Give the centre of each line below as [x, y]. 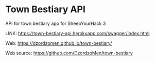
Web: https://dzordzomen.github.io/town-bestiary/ [59, 43]
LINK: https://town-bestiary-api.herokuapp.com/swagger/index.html [77, 33]
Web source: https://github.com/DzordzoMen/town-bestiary [69, 53]
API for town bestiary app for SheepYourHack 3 [56, 23]
